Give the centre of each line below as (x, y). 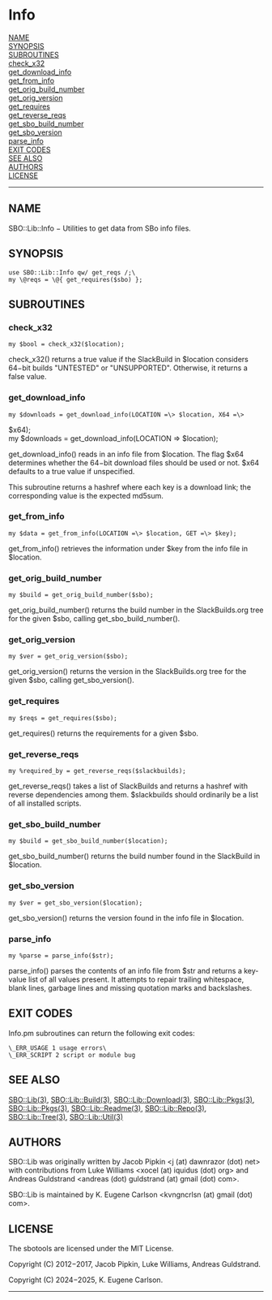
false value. (28, 377)
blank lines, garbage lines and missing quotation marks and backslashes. (130, 987)
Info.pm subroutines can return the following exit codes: (102, 1033)
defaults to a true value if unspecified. (72, 471)
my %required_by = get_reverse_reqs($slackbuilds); (97, 771)
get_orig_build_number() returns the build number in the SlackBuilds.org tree (136, 610)
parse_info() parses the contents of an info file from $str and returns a (125, 970)
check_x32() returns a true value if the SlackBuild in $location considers (128, 360)
